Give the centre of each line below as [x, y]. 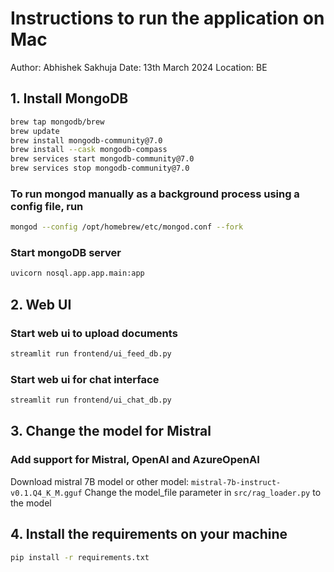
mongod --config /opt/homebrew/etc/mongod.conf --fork [127, 227]
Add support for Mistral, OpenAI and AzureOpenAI [135, 460]
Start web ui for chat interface [85, 379]
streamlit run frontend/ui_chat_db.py [91, 400]
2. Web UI [41, 304]
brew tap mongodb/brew [57, 122]
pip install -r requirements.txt [80, 557]
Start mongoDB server [66, 253]
